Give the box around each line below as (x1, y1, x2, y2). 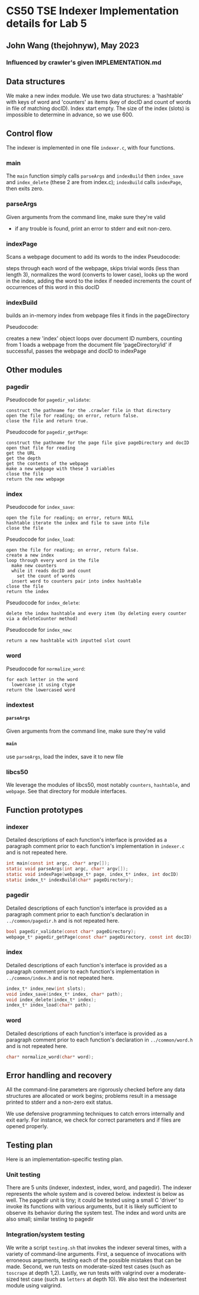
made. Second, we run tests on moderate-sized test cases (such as (6, 1263, 171, 1270)
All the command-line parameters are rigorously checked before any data (6, 1086, 185, 1093)
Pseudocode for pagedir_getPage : (6, 429, 88, 435)
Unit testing (6, 1170, 41, 1179)
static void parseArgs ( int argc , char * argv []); (6, 866, 129, 872)
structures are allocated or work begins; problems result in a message (6, 1093, 177, 1100)
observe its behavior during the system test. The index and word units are (6, 1209, 187, 1217)
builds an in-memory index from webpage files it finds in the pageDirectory (6, 312, 190, 319)
